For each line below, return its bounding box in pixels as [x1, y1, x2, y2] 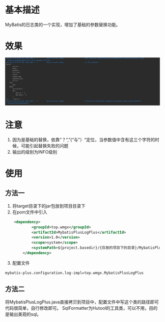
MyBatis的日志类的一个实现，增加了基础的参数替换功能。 [5, 22, 121, 27]
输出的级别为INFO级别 [12, 149, 57, 155]
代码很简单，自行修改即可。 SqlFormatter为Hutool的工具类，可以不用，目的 [5, 305, 158, 311]
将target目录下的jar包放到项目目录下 [12, 203, 86, 209]
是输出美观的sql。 [5, 311, 42, 317]
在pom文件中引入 [12, 209, 48, 215]
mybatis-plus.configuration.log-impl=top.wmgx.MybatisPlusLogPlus [5, 270, 144, 275]
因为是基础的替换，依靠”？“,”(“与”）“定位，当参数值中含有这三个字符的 [12, 136, 155, 142]
